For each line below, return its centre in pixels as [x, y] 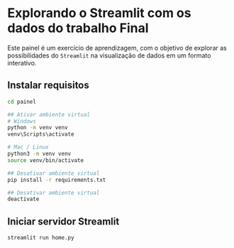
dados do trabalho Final [78, 28]
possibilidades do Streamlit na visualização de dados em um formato [109, 55]
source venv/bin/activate [45, 160]
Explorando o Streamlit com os [99, 13]
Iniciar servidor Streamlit [63, 221]
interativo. [22, 63]
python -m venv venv [38, 128]
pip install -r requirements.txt [57, 180]
